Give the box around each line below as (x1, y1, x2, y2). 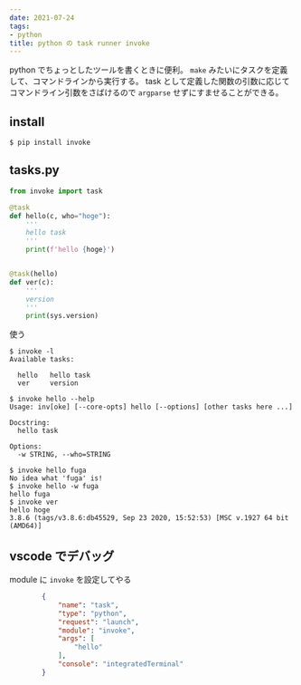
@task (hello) (9, 269, 59, 278)
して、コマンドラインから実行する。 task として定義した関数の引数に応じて (9, 76, 290, 87)
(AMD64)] (9, 522, 42, 531)
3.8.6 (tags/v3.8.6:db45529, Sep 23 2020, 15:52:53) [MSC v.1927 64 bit (9, 514, 289, 523)
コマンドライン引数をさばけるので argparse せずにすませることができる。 (9, 87, 284, 98)
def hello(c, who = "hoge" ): (9, 211, 111, 220)
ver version (17, 379, 79, 388)
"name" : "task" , (57, 600, 119, 610)
